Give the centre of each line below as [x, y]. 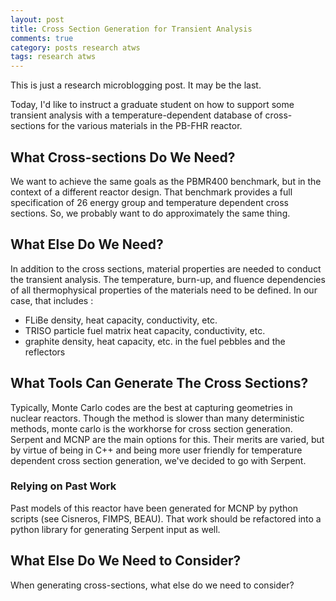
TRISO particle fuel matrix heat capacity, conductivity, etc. [145, 330]
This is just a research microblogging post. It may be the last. [136, 85]
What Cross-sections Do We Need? [123, 157]
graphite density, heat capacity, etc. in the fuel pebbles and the [155, 341]
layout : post [37, 19]
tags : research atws [53, 57]
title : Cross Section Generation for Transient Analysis [131, 29]
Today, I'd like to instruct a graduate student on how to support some [152, 105]
